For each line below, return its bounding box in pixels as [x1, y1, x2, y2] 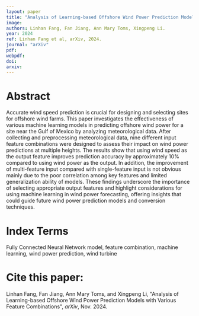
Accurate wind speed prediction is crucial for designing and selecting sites [6, 109, 188, 116]
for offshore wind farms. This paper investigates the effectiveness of [6, 115, 174, 122]
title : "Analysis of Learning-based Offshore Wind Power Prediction [6, 14, 179, 20]
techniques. [6, 203, 35, 210]
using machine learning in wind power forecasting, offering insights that [6, 191, 182, 198]
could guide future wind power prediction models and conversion [6, 197, 166, 205]
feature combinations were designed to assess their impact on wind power [6, 141, 188, 148]
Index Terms [6, 224, 69, 238]
